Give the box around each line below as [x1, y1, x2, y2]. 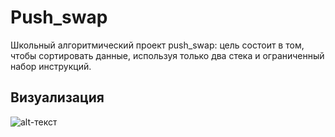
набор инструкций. [10, 60, 92, 72]
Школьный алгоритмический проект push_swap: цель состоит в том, [10, 39, 305, 51]
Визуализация [10, 89, 105, 106]
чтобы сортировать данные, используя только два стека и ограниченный [10, 49, 325, 61]
